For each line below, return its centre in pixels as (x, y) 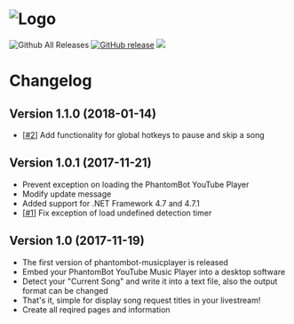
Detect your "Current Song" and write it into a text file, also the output (150, 281)
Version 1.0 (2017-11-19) (77, 241)
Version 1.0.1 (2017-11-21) (81, 163)
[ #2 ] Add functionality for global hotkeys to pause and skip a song (143, 134)
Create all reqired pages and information (96, 309)
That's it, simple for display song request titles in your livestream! (141, 300)
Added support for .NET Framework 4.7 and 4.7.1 (111, 203)
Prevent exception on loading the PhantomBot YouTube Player (135, 184)
